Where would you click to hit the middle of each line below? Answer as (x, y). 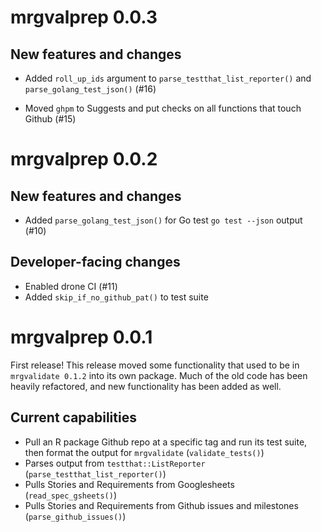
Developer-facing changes (95, 262)
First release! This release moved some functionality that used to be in (155, 365)
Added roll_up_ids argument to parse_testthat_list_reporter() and (168, 78)
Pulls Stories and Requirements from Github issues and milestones (161, 505)
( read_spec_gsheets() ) (71, 495)
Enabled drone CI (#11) (71, 286)
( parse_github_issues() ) (75, 516)
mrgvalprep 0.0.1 (81, 337)
